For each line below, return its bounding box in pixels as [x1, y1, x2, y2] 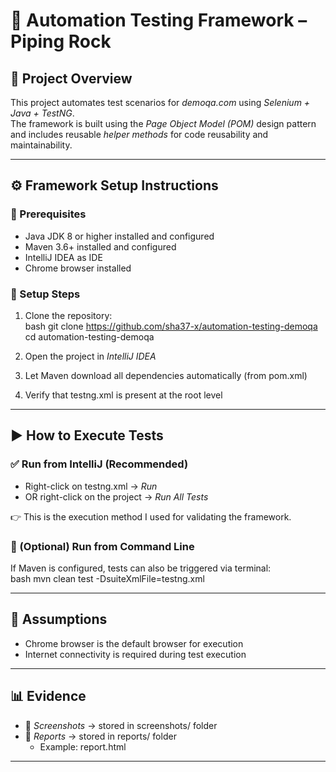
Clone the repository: [24, 309, 113, 321]
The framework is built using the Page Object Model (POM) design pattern [10, 118, 317, 129]
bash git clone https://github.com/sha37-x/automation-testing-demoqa [24, 320, 318, 332]
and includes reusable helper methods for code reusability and [10, 129, 269, 140]
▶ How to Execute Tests [10, 427, 164, 444]
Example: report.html [39, 740, 127, 753]
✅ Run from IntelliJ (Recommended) [10, 457, 189, 471]
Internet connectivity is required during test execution [24, 648, 247, 660]
